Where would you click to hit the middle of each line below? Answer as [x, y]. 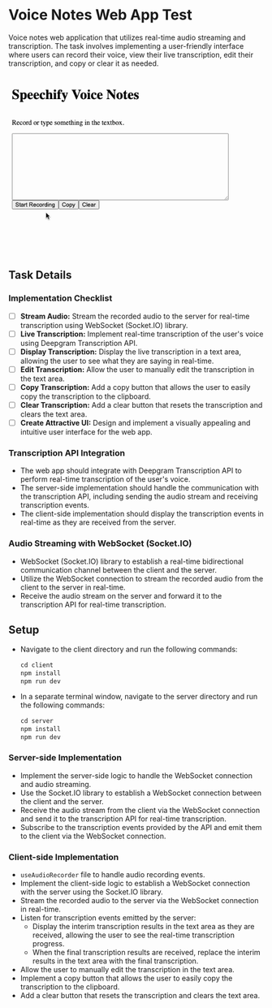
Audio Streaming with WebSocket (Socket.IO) [100, 543]
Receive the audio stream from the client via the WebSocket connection [140, 810]
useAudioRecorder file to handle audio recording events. [112, 875]
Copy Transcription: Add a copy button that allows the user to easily [135, 387]
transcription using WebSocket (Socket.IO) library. [104, 325]
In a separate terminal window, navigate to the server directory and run [139, 697]
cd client [37, 665]
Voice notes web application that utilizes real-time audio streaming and [127, 37]
